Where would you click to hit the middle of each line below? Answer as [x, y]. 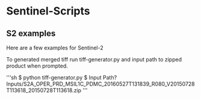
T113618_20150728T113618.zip [44, 90]
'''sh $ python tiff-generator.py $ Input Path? [62, 77]
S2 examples [31, 33]
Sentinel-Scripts [48, 11]
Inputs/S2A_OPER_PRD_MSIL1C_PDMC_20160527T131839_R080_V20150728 [101, 84]
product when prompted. [37, 66]
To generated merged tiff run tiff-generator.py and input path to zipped [94, 59]
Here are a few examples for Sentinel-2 [55, 48]
